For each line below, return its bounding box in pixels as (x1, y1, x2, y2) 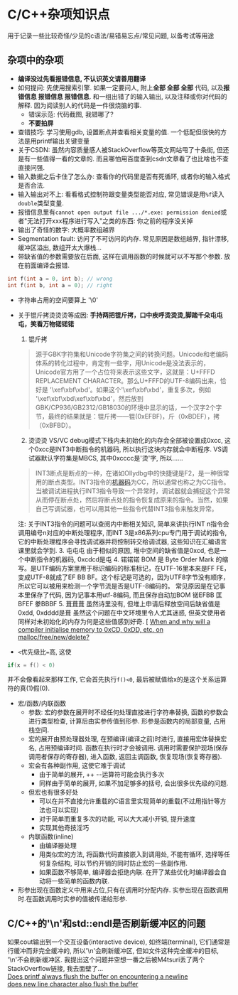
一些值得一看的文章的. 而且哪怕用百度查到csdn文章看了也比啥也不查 (30, 154, 229, 163)
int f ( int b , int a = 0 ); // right (7, 281, 113, 289)
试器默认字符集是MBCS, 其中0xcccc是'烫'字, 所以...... (28, 453, 183, 462)
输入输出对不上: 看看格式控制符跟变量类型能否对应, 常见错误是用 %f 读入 (17, 190, 225, 198)
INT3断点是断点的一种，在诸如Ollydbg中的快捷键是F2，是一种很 (35, 468, 224, 477)
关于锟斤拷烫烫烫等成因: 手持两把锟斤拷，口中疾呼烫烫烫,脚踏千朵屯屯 (17, 311, 223, 319)
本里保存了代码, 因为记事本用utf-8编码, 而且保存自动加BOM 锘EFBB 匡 (17, 591, 222, 599)
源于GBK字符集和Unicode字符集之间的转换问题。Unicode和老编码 (35, 350, 229, 358)
